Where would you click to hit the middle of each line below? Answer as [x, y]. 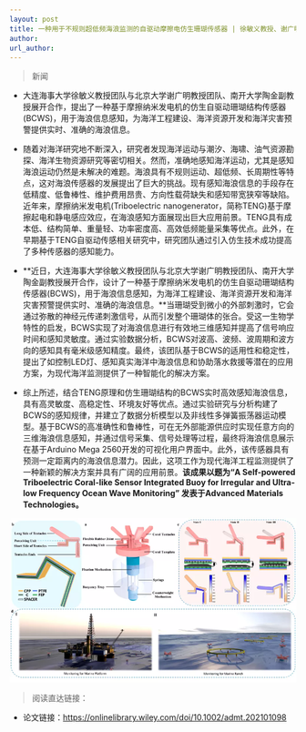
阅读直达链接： [60, 698]
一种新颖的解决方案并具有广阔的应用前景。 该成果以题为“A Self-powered [159, 473]
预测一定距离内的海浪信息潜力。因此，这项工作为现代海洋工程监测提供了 [158, 461]
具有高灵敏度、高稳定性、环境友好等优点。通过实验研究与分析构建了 [150, 404]
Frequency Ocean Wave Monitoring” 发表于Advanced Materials [161, 493]
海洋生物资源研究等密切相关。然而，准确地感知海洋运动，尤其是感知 [166, 160]
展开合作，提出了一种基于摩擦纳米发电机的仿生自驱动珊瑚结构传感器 [158, 107]
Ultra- [284, 483]
